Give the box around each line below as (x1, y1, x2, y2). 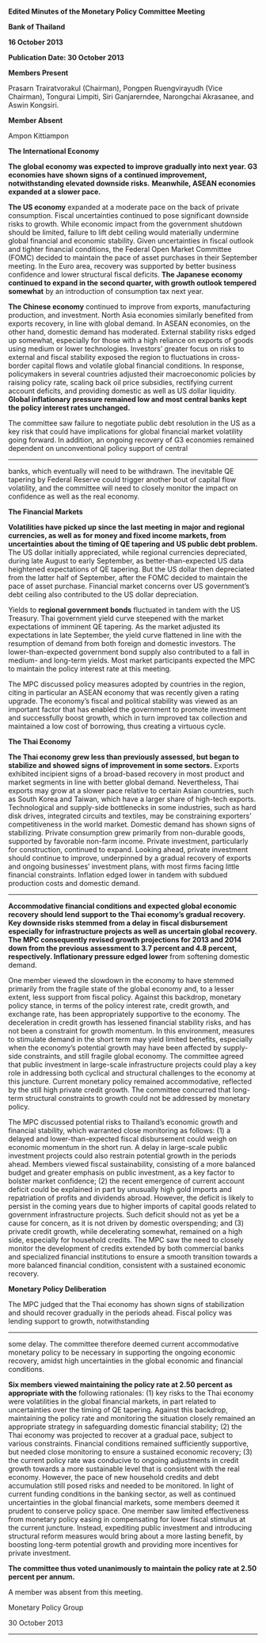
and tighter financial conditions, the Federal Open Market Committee (8, 245, 232, 254)
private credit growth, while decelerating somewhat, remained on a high (8, 1227, 243, 1236)
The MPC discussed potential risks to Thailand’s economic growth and (8, 1118, 238, 1126)
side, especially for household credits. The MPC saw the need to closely (8, 1236, 244, 1244)
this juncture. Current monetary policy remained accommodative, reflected (8, 1077, 252, 1086)
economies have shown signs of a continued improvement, (8, 170, 207, 179)
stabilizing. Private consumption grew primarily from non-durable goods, (8, 828, 245, 837)
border (8, 361, 31, 370)
